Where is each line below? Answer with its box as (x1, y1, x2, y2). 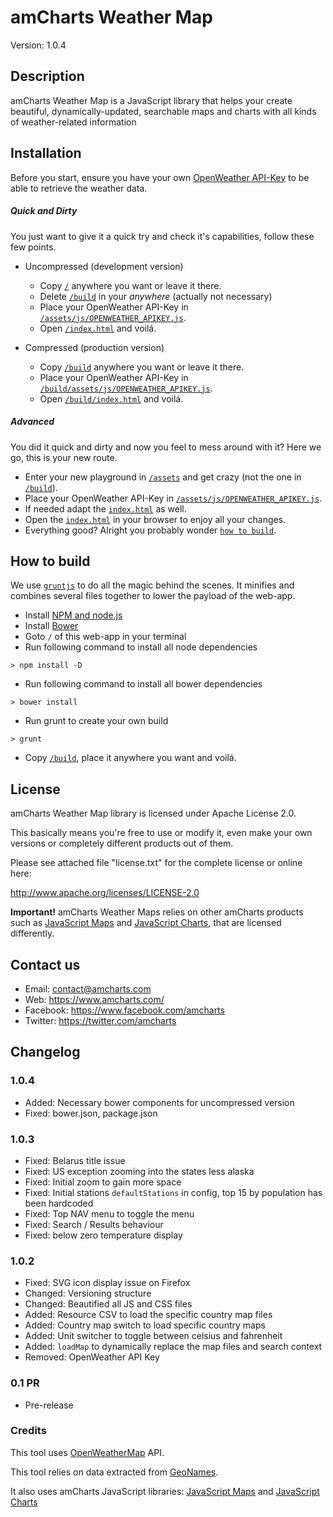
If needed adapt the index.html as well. (24, 502, 187, 515)
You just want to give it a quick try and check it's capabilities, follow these (10, 230, 315, 242)
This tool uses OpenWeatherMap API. (10, 1446, 165, 1458)
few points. (10, 241, 57, 253)
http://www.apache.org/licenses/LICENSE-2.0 (10, 887, 200, 899)
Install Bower (24, 620, 79, 632)
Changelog (10, 1044, 81, 1061)
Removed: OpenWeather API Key (24, 1351, 160, 1363)
